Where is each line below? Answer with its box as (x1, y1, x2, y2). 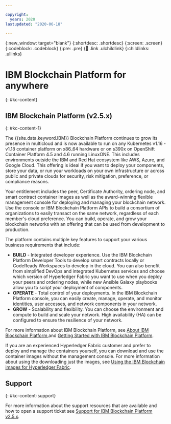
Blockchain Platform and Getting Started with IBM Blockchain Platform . (5, 332, 154, 338)
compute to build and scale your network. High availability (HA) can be (12, 312, 162, 318)
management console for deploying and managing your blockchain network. (5, 199, 166, 205)
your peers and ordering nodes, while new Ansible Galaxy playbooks (12, 279, 157, 285)
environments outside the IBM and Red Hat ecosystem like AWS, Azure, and (5, 157, 165, 163)
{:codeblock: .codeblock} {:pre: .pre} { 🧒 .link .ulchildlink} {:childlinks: (5, 46, 150, 52)
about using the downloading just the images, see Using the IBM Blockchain (5, 359, 165, 365)
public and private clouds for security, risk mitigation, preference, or (5, 173, 149, 179)
